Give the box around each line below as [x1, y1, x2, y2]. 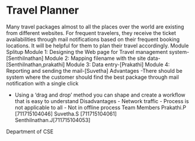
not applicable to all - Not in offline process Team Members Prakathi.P [14, 104, 187, 111]
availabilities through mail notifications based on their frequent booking [6, 36, 180, 43]
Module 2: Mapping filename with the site [44, 55, 146, 62]
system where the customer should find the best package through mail [6, 73, 179, 81]
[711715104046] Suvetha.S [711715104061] [14, 110, 117, 117]
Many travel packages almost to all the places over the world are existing [6, 23, 184, 30]
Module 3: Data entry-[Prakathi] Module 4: [66, 60, 170, 68]
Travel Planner [6, 4, 79, 17]
